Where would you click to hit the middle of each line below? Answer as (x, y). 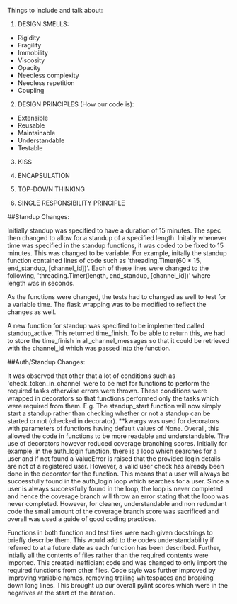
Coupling (31, 90)
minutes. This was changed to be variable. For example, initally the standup (117, 253)
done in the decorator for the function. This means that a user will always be (118, 474)
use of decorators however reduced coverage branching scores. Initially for (117, 443)
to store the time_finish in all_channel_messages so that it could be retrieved (118, 341)
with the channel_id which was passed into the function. (89, 348)
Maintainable (36, 133)
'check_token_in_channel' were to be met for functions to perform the (109, 383)
